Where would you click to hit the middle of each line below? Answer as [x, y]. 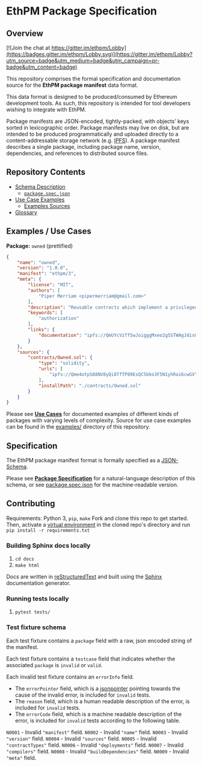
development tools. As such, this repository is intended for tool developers [99, 103]
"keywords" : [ [45, 313]
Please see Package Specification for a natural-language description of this [101, 479]
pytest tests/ [32, 612]
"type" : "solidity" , [64, 363]
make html [27, 566]
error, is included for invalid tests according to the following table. [97, 720]
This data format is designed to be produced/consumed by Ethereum [92, 97]
